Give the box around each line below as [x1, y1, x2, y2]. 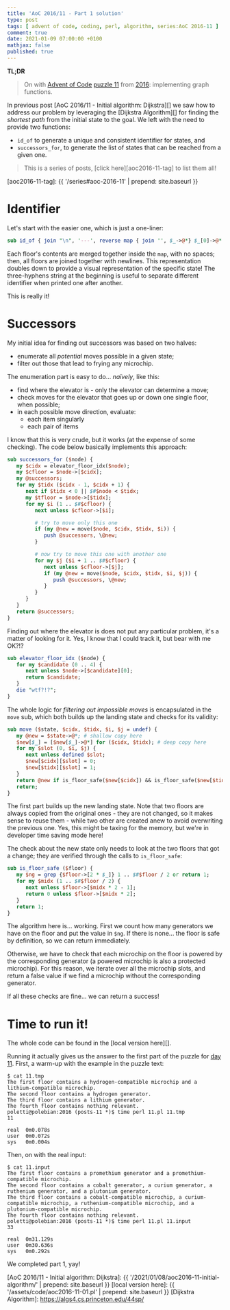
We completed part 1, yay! [7, 1260, 81, 1268]
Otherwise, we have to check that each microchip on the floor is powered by [7, 950, 222, 958]
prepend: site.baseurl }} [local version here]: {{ [42, 1281, 175, 1289]
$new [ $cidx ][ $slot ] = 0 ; [25, 758, 97, 765]
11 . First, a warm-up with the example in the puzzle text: [7, 1060, 164, 1068]
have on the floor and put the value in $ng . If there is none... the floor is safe [7, 930, 220, 938]
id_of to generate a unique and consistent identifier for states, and [16, 136, 205, 144]
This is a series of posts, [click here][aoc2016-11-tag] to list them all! [23, 164, 217, 172]
